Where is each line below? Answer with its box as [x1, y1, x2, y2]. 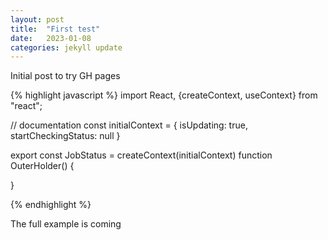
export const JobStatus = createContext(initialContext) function [10, 149, 273, 161]
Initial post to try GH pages [10, 70, 121, 82]
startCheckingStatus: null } [10, 130, 121, 142]
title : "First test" [10, 24, 101, 34]
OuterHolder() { [10, 160, 75, 172]
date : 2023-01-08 [10, 33, 92, 43]
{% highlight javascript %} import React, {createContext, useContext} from [10, 89, 318, 101]
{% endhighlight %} [10, 199, 92, 211]
